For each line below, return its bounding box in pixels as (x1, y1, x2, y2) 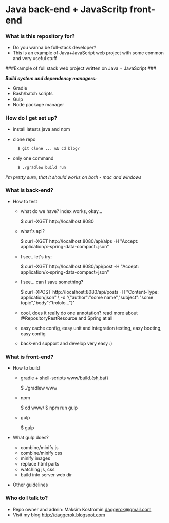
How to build (12, 365, 40, 371)
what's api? (20, 228, 45, 235)
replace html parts (20, 461, 60, 467)
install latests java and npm (12, 126, 70, 132)
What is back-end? (5, 186, 54, 193)
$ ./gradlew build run (17, 165, 66, 170)
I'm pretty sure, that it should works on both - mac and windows (5, 173, 142, 180)
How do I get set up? (5, 114, 58, 122)
